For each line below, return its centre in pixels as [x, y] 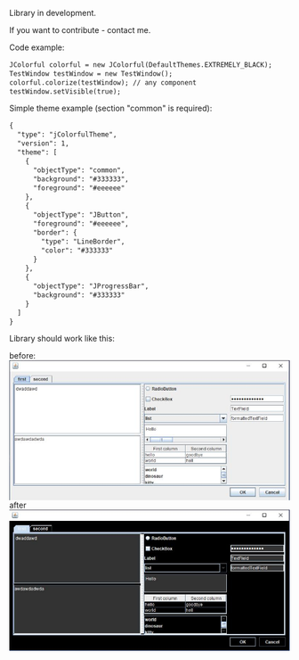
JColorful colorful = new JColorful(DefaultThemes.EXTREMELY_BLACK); [141, 65]
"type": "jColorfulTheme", [67, 135]
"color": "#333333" [77, 251]
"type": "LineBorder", [83, 242]
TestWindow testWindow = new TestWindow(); [91, 74]
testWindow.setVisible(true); [65, 92]
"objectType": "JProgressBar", [91, 286]
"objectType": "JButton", [81, 215]
